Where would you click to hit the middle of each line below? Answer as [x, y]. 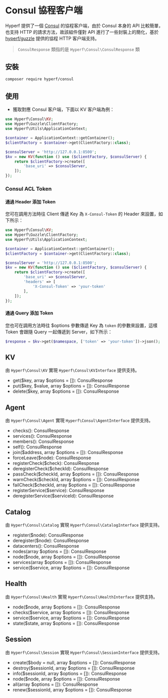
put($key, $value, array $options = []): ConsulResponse [71, 386]
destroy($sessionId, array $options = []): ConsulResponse [74, 668]
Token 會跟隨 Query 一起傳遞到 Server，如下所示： [59, 332]
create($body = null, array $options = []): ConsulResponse [74, 662]
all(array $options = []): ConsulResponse [55, 684]
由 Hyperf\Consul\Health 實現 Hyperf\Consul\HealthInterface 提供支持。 [81, 597]
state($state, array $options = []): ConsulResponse [66, 623]
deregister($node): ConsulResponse [51, 541]
